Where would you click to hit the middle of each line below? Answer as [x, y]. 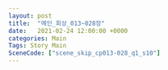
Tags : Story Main [38, 46]
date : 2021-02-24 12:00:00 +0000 [68, 31]
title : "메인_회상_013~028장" [57, 23]
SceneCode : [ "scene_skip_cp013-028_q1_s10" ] [84, 53]
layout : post [30, 16]
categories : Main [38, 38]
